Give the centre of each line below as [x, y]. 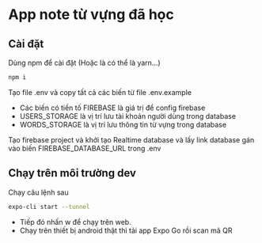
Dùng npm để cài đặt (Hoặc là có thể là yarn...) [84, 63]
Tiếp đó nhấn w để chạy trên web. [76, 222]
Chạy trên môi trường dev [72, 173]
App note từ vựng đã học [91, 15]
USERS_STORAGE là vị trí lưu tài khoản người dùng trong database [127, 116]
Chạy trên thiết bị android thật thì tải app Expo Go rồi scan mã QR [126, 230]
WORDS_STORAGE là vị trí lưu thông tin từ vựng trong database [123, 124]
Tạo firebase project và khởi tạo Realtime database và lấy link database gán [131, 139]
